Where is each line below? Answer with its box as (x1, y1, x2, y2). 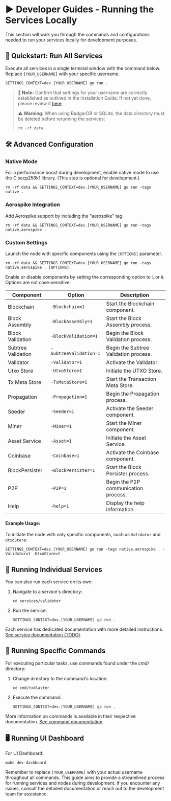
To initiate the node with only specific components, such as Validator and (5, 532, 161, 538)
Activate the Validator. (106, 359, 159, 366)
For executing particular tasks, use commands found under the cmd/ (5, 660, 149, 666)
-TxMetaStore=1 (50, 379, 88, 385)
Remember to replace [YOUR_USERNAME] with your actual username (5, 769, 143, 775)
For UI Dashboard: (5, 750, 44, 756)
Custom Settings (5, 239, 48, 246)
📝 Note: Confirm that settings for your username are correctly (17, 89, 148, 96)
